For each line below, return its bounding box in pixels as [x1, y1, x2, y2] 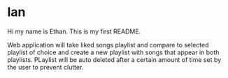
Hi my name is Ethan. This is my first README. [7, 27, 141, 36]
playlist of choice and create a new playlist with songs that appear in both [7, 48, 220, 56]
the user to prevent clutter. [7, 63, 84, 71]
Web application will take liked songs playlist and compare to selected [7, 40, 209, 49]
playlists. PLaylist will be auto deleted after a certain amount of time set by [7, 55, 222, 63]
